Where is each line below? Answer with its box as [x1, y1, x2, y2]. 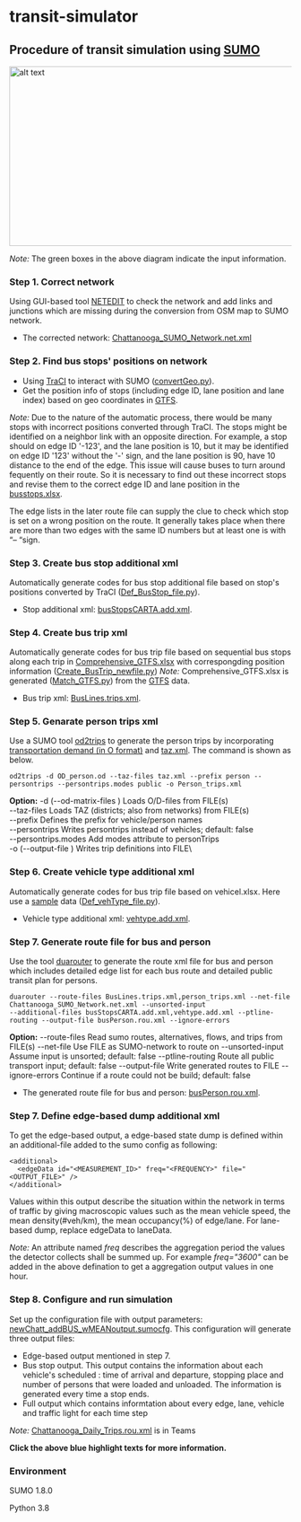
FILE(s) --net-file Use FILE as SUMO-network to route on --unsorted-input [9, 1042, 284, 1052]
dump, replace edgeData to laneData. [34, 1225, 173, 1236]
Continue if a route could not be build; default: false [60, 1070, 251, 1081]
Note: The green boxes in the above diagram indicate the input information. [9, 253, 287, 264]
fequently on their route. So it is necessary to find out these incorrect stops [9, 469, 287, 479]
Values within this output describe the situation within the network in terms [9, 1196, 285, 1207]
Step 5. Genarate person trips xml [9, 716, 159, 728]
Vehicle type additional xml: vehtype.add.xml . [21, 913, 191, 924]
